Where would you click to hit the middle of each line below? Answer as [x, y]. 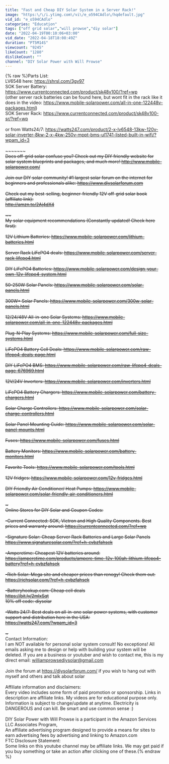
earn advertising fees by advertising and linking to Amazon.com [71, 735]
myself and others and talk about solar [45, 676]
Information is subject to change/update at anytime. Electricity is [72, 703]
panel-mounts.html [25, 430]
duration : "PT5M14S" [27, 43]
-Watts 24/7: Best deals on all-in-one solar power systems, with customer [81, 612]
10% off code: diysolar [28, 602]
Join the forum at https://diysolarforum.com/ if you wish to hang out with [80, 671]
